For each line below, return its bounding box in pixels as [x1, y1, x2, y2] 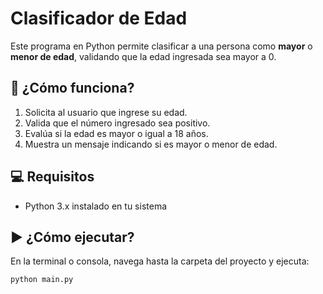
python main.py [10, 275, 74, 285]
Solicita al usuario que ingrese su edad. [24, 106, 188, 118]
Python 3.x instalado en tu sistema [24, 200, 168, 212]
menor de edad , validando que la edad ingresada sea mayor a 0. [10, 50, 277, 62]
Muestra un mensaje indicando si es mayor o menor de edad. [24, 138, 278, 150]
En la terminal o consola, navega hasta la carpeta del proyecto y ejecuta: [10, 255, 310, 267]
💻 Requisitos [10, 168, 95, 186]
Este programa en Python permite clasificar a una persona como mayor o [10, 40, 313, 52]
